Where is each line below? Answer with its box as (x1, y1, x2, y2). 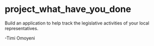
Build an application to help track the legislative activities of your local (5, 20, 149, 26)
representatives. (5, 25, 39, 31)
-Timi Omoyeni (5, 35, 35, 41)
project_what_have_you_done (5, 3, 131, 15)
